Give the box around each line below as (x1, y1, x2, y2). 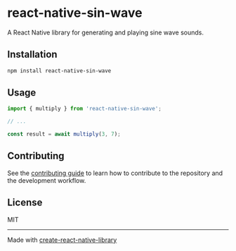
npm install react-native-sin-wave (7, 67, 112, 75)
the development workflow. (7, 176, 86, 184)
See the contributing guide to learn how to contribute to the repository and (7, 169, 223, 177)
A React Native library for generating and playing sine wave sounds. (7, 28, 204, 37)
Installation (7, 49, 58, 60)
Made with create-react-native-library (7, 236, 117, 244)
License (7, 197, 43, 209)
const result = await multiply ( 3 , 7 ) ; (7, 131, 121, 138)
